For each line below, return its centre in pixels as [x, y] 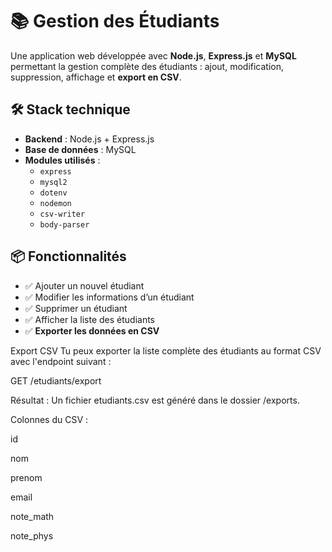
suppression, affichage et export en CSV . [96, 77]
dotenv [53, 193]
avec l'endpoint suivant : [61, 361]
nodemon [55, 203]
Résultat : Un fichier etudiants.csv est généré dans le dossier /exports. [155, 400]
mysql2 [53, 182]
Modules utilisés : [62, 160]
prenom [26, 477]
